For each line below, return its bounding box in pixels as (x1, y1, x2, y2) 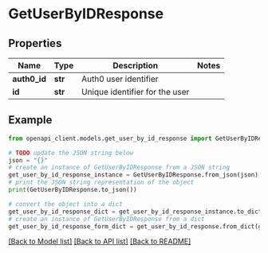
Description (112, 60, 158, 71)
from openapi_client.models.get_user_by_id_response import (8, 134, 213, 142)
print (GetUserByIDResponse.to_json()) (8, 186, 137, 194)
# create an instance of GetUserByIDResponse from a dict (8, 215, 205, 223)
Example (8, 113, 53, 127)
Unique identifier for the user (81, 87, 190, 97)
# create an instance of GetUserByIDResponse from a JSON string (8, 164, 230, 172)
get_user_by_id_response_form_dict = (8, 222, 134, 231)
